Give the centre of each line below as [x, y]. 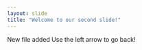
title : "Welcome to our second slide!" [64, 20]
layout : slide [27, 13]
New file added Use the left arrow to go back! [71, 39]
